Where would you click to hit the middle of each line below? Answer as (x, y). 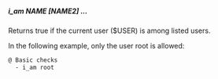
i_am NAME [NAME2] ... (48, 11)
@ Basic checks (33, 60)
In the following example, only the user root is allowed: (96, 45)
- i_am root (35, 67)
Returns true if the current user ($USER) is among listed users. (109, 31)
